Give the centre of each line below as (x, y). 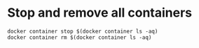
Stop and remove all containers (100, 13)
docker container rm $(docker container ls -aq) (80, 37)
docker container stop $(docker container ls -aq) (83, 31)
